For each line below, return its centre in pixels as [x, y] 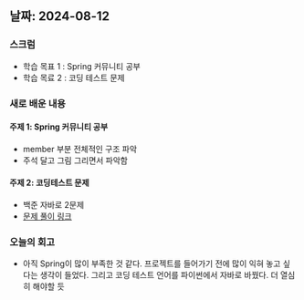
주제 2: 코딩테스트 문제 [49, 183]
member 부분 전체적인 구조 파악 [80, 149]
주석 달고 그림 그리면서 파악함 [75, 160]
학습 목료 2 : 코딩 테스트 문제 [73, 78]
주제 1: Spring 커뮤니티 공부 [59, 127]
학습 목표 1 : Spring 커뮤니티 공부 [82, 66]
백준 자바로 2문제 [53, 205]
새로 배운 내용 [38, 103]
